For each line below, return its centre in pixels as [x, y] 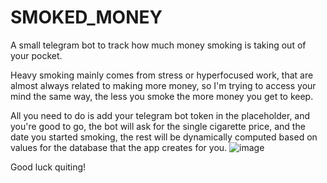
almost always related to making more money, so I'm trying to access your [163, 85]
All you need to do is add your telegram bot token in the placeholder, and [160, 115]
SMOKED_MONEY [86, 17]
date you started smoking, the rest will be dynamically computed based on [164, 137]
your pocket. [36, 55]
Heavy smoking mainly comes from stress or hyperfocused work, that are [162, 75]
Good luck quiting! [48, 167]
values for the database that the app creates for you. [119, 147]
